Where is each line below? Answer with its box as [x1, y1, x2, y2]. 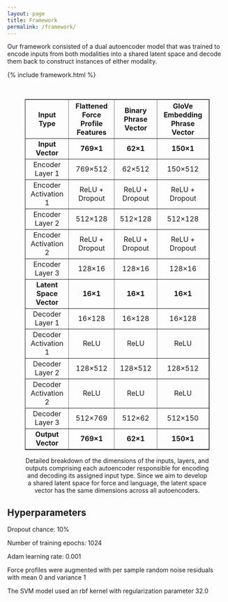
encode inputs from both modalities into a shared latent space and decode [7, 50, 222, 58]
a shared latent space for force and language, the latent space [27, 479, 207, 487]
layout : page [7, 10, 45, 17]
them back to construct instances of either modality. [7, 57, 158, 66]
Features [76, 127, 107, 137]
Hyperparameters [7, 506, 87, 518]
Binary [124, 106, 147, 115]
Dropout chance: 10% [7, 525, 70, 533]
